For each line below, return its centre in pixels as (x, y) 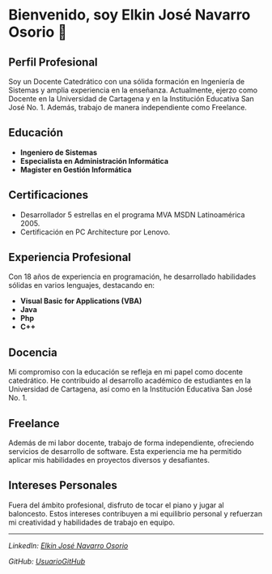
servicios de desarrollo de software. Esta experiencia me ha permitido (125, 452)
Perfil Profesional (53, 62)
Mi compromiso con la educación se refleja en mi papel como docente (126, 372)
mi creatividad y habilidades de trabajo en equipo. (92, 522)
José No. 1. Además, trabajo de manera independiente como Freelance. (127, 107)
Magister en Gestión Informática (76, 169)
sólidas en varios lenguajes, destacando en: (82, 285)
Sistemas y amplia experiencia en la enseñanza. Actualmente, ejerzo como (133, 90)
